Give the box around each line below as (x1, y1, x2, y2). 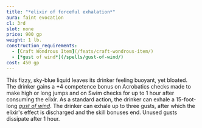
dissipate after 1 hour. (6, 115, 60, 122)
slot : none (6, 25, 34, 32)
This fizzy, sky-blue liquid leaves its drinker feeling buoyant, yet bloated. (6, 76, 187, 84)
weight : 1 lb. (6, 37, 43, 43)
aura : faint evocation (6, 15, 64, 21)
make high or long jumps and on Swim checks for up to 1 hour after (6, 89, 175, 96)
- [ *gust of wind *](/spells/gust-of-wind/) (12, 54, 124, 60)
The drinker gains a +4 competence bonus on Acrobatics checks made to (6, 83, 192, 90)
